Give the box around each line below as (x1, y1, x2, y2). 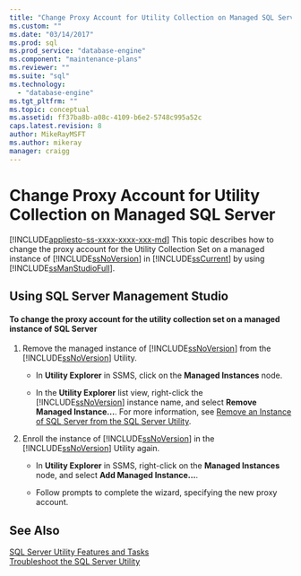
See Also (9, 522, 60, 538)
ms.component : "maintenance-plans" (9, 55, 142, 64)
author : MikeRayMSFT (9, 130, 87, 139)
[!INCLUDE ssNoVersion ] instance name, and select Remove (35, 397, 257, 408)
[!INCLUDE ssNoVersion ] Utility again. (21, 443, 160, 454)
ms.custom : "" (9, 22, 63, 31)
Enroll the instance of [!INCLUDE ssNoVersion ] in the (21, 433, 215, 444)
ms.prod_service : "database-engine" (9, 47, 146, 56)
